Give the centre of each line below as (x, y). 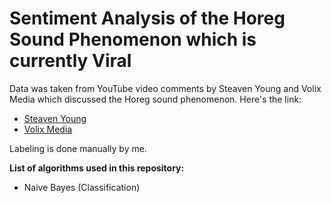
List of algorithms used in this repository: (97, 168)
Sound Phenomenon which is (133, 39)
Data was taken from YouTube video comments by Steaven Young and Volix (165, 88)
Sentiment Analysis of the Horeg (147, 18)
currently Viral (70, 61)
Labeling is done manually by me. (78, 148)
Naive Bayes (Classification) (82, 187)
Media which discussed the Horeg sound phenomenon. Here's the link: (155, 99)
